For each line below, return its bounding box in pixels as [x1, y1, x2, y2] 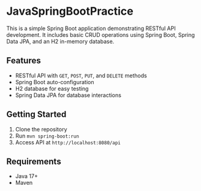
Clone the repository [15, 125, 67, 133]
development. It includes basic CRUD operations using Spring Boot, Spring [6, 31, 195, 38]
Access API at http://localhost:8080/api [15, 138, 121, 146]
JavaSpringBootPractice [6, 4, 134, 18]
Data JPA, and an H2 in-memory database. [6, 37, 115, 45]
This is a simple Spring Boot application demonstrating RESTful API [6, 25, 176, 32]
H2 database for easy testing [15, 85, 89, 92]
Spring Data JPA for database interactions [15, 91, 121, 99]
